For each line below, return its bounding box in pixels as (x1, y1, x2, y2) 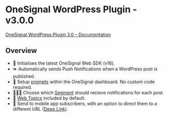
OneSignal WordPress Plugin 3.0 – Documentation (5, 31, 111, 37)
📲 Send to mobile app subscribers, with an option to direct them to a (12, 100, 158, 106)
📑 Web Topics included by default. (12, 95, 86, 101)
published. (12, 73, 35, 79)
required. (12, 84, 32, 90)
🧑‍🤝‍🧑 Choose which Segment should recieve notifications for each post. (12, 89, 164, 95)
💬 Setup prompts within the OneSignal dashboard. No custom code (12, 79, 155, 85)
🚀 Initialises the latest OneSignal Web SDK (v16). (12, 60, 115, 66)
